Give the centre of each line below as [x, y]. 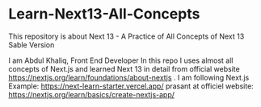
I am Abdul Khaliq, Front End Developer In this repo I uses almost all [121, 60]
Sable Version [32, 44]
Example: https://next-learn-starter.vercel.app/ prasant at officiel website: [131, 86]
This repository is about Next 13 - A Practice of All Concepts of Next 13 [126, 36]
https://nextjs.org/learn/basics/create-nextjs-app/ [92, 94]
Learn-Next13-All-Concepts [104, 14]
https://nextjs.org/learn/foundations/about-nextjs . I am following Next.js [129, 77]
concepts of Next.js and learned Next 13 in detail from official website [124, 68]
